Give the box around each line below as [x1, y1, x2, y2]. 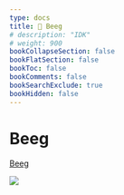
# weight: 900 [9, 38, 63, 48]
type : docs [9, 13, 51, 23]
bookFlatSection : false [9, 55, 100, 64]
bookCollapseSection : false [9, 47, 116, 56]
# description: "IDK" [9, 30, 91, 39]
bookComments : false [9, 73, 88, 82]
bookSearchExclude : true [9, 81, 103, 90]
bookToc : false [9, 64, 67, 73]
